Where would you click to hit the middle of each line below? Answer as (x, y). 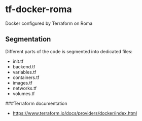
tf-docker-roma (39, 9)
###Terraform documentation (36, 103)
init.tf (18, 61)
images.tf (22, 83)
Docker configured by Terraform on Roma (49, 23)
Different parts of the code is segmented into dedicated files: (69, 51)
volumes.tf (24, 93)
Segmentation (28, 39)
